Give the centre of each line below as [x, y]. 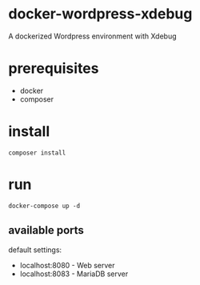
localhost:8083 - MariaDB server [74, 274]
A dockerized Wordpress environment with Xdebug [93, 36]
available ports [46, 230]
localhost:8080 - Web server [67, 265]
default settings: [35, 250]
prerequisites [54, 68]
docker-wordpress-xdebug [100, 14]
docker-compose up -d [44, 206]
